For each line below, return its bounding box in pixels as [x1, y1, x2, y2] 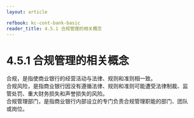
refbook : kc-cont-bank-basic [6, 19, 81, 26]
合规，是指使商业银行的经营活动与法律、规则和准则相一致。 [6, 75, 156, 82]
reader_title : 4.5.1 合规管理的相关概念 [6, 26, 102, 32]
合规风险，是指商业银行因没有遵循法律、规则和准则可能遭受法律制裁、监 [6, 83, 188, 90]
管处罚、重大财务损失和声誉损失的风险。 [6, 90, 108, 97]
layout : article [6, 9, 48, 15]
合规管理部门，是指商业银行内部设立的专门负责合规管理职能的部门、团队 [6, 98, 188, 105]
